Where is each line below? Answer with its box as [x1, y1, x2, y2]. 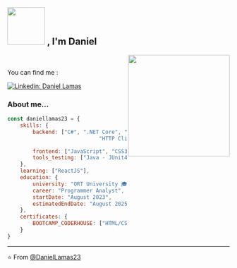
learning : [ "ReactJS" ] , [20, 167, 90, 175]
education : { [20, 174, 59, 181]
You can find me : [7, 68, 59, 76]
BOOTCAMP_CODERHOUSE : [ [32, 220, 102, 227]
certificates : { [20, 213, 68, 221]
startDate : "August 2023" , [32, 193, 112, 201]
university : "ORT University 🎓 [32, 181, 128, 188]
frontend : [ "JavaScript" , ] [32, 147, 232, 155]
